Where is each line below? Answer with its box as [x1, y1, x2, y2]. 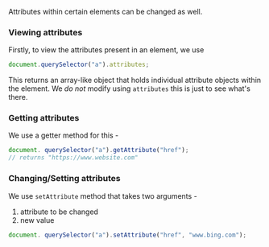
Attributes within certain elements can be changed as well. [8, 7, 203, 16]
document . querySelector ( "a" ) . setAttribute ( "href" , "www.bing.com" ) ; [8, 231, 247, 239]
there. [8, 93, 28, 102]
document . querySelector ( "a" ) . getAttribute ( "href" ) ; [8, 146, 189, 154]
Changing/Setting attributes [8, 173, 121, 184]
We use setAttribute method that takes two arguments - [8, 191, 197, 200]
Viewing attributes [8, 27, 83, 38]
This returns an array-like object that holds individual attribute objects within [8, 76, 262, 85]
